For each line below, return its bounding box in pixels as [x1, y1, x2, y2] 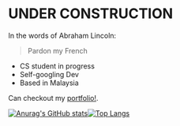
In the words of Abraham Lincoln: [8, 31, 117, 40]
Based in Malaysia [19, 78, 79, 87]
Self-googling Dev [19, 69, 79, 79]
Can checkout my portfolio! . [8, 93, 99, 102]
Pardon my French [27, 46, 88, 55]
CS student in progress [19, 61, 95, 71]
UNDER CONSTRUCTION [8, 5, 174, 23]
